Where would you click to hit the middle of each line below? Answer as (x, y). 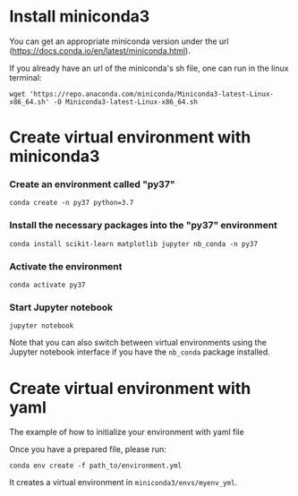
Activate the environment (66, 266)
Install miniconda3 (80, 17)
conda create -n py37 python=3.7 (72, 203)
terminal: (26, 77)
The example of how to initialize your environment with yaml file (127, 432)
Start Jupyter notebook (61, 307)
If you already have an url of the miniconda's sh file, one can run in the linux (149, 68)
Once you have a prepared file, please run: (88, 449)
